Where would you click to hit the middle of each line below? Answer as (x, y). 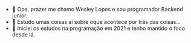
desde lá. (23, 35)
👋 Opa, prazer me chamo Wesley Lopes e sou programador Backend (97, 9)
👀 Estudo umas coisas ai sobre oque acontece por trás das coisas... (96, 22)
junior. (20, 16)
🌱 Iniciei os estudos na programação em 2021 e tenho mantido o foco (99, 28)
